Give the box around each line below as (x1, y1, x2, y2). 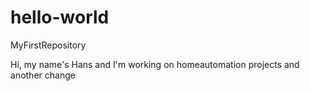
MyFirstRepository (10, 39, 87, 51)
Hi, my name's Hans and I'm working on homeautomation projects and (10, 58, 300, 70)
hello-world (10, 6, 110, 29)
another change (10, 69, 76, 81)
